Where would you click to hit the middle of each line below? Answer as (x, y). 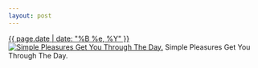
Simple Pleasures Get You (207, 47)
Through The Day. (38, 55)
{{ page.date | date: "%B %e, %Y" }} (69, 38)
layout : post (30, 16)
